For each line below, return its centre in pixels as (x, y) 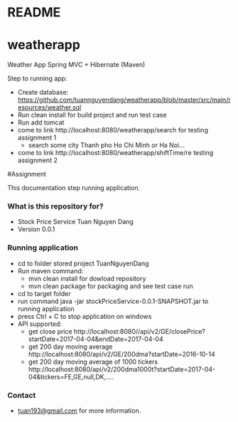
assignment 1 (37, 138)
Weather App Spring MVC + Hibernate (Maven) (76, 65)
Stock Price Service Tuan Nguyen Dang (75, 222)
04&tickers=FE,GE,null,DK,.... (71, 376)
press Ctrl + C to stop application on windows (85, 316)
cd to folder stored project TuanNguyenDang (83, 263)
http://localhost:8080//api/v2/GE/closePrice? (140, 331)
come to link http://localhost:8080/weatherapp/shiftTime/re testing (115, 153)
